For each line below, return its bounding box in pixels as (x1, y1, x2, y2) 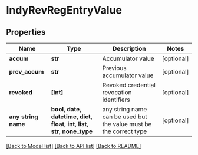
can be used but (102, 113, 147, 121)
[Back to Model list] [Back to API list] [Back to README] (6, 143, 141, 149)
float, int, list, (51, 120, 88, 128)
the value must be (102, 120, 152, 128)
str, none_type (51, 127, 93, 136)
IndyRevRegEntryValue (6, 4, 123, 17)
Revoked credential (102, 81, 156, 89)
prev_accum (9, 68, 44, 75)
